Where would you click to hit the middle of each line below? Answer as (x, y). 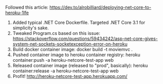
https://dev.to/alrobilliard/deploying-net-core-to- (100, 7)
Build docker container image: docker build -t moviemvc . (73, 49)
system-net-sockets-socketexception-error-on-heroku (70, 44)
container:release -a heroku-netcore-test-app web (66, 71)
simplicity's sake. (31, 28)
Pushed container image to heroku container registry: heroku (76, 55)
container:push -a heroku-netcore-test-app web (63, 60)
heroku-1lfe (17, 13)
